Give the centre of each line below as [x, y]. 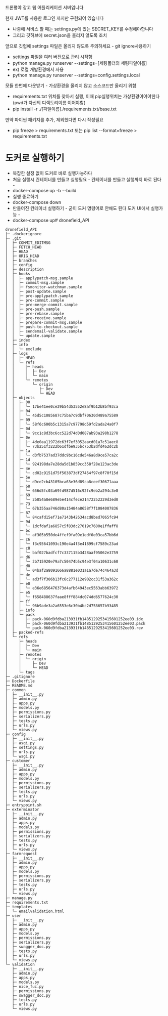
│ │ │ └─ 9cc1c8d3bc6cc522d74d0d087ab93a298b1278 [62, 433]
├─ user [13, 916]
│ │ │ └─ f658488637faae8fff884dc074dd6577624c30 [62, 597]
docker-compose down [37, 202]
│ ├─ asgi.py [20, 743]
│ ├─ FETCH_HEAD [23, 247]
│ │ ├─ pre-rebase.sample [35, 313]
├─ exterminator [22, 809]
